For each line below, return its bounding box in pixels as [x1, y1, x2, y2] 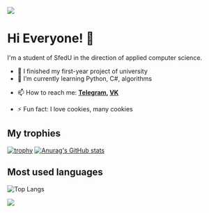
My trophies [7, 127, 61, 139]
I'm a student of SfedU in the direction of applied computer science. [7, 53, 203, 62]
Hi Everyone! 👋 [7, 31, 95, 47]
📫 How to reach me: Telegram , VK [17, 88, 119, 97]
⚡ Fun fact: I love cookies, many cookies [17, 104, 134, 113]
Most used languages [7, 166, 103, 178]
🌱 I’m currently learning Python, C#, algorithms [17, 74, 152, 83]
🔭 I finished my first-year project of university [17, 67, 148, 75]
